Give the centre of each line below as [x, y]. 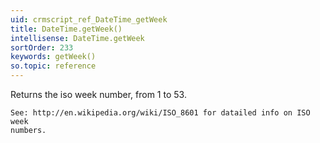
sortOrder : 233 [42, 47]
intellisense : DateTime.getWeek [77, 38]
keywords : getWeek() [53, 57]
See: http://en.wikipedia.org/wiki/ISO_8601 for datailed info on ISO [160, 113]
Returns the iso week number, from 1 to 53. [98, 94]
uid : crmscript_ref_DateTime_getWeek [89, 19]
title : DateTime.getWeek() [66, 29]
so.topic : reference [53, 66]
